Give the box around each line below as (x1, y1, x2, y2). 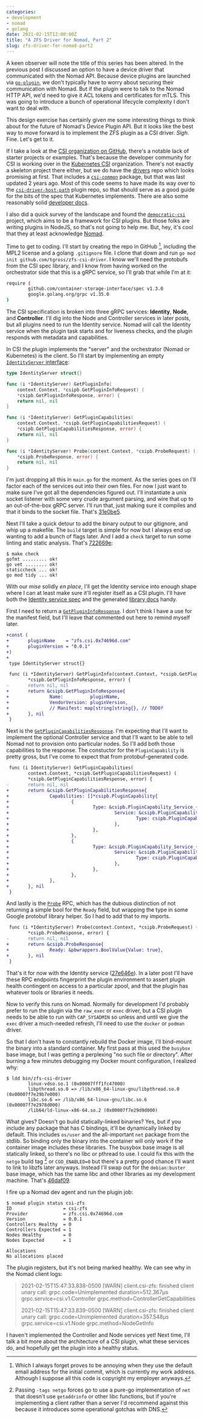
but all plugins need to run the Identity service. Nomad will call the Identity (6, 321, 192, 328)
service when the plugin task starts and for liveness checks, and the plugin (6, 327, 193, 335)
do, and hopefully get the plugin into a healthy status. (6, 1344, 139, 1352)
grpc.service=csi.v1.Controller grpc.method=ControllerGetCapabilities (21, 1295, 196, 1303)
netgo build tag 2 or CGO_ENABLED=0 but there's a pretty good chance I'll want (6, 1156, 195, 1165)
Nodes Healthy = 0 (6, 1232, 71, 1238)
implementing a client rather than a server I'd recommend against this (14, 1399, 188, 1407)
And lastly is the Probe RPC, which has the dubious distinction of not (6, 900, 176, 907)
